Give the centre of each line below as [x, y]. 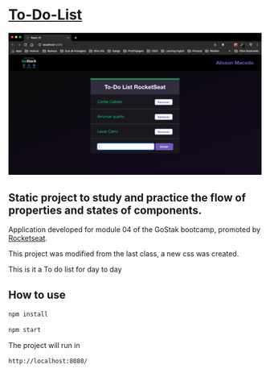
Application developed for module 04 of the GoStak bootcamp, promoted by [135, 230]
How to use [37, 294]
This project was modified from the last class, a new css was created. [124, 254]
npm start [25, 329]
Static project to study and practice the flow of [127, 198]
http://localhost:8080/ [48, 361]
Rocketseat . [28, 238]
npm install [28, 315]
